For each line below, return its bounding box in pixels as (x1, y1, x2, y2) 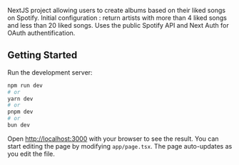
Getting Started (7, 49, 78, 61)
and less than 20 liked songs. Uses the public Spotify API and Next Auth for (7, 21, 230, 29)
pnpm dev (7, 108, 34, 116)
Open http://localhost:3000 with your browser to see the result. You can (7, 134, 219, 143)
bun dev (7, 122, 31, 129)
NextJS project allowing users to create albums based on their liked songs (7, 6, 226, 14)
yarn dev (7, 95, 34, 102)
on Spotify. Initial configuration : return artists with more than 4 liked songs (7, 14, 227, 22)
